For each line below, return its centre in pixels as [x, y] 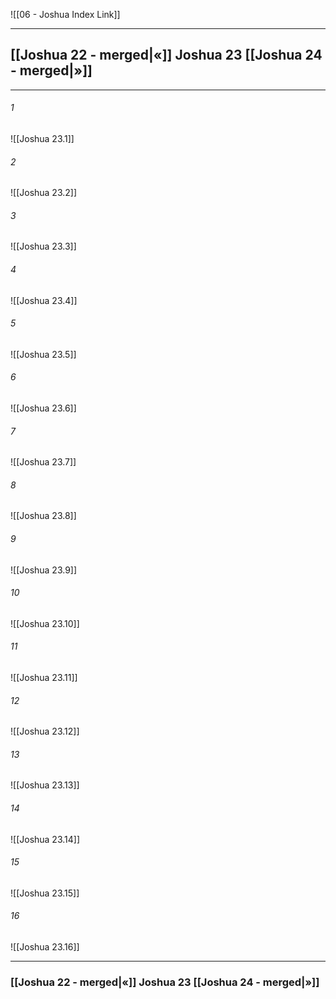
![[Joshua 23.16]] [45, 947]
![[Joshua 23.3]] [43, 246]
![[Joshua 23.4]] [44, 300]
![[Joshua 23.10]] [45, 623]
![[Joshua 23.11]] [44, 678]
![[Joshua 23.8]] [43, 516]
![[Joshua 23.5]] [43, 354]
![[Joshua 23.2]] [44, 193]
